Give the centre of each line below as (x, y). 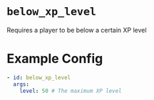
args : (21, 84)
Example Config (55, 59)
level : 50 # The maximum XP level (71, 91)
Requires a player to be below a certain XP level (77, 30)
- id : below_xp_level (39, 77)
